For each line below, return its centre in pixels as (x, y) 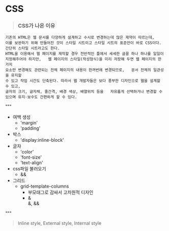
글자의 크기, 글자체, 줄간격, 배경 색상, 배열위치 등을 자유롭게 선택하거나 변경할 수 (84, 92)
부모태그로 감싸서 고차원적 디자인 (61, 192)
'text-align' (32, 163)
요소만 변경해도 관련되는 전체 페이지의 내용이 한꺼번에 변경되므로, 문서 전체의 (78, 70)
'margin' (29, 123)
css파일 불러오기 (29, 169)
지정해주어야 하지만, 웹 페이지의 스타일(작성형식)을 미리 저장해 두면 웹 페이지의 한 (83, 59)
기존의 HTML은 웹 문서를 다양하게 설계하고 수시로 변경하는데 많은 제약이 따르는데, (80, 38)
